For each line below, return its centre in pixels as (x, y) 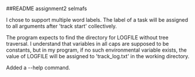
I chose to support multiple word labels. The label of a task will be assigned (97, 20)
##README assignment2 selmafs (46, 9)
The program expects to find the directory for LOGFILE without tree (87, 37)
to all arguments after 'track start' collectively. (62, 26)
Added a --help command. (38, 68)
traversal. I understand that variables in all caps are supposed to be (88, 44)
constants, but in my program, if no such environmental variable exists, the (96, 50)
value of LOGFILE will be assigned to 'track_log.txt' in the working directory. (98, 56)
